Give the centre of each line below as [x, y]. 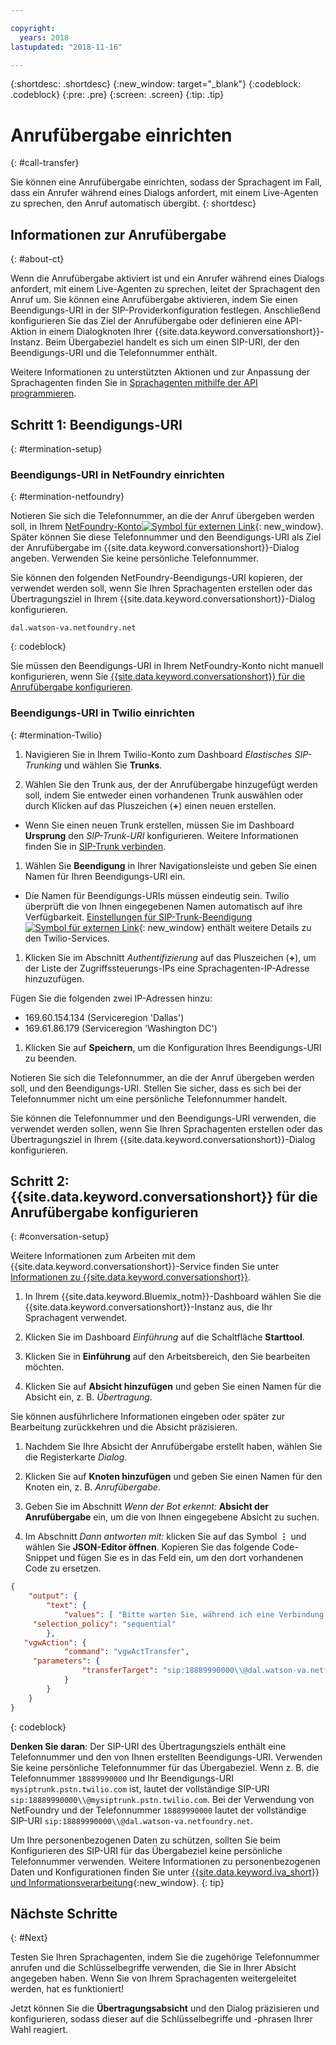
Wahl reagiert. [39, 2030]
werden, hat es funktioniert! [67, 1989]
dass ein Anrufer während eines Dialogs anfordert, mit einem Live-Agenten [164, 193]
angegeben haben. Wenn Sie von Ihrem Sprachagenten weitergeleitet [153, 1978]
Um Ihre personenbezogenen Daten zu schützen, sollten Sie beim [145, 1840]
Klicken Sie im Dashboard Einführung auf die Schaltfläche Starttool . [164, 1337]
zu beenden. [50, 1058]
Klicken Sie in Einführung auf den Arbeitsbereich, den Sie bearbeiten [167, 1357]
